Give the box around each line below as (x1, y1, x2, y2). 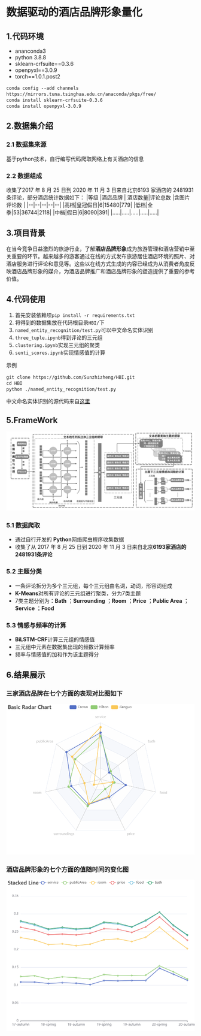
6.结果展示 (6, 670, 46, 680)
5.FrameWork (6, 415, 58, 425)
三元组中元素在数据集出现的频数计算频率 (14, 643, 115, 650)
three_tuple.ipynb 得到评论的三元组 (14, 334, 103, 341)
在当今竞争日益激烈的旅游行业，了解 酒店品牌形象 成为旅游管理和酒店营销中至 (6, 245, 195, 252)
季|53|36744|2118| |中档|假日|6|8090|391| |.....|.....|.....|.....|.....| (6, 209, 159, 216)
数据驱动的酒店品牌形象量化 (6, 5, 143, 19)
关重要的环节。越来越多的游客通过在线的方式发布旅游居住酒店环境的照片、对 (6, 252, 195, 259)
